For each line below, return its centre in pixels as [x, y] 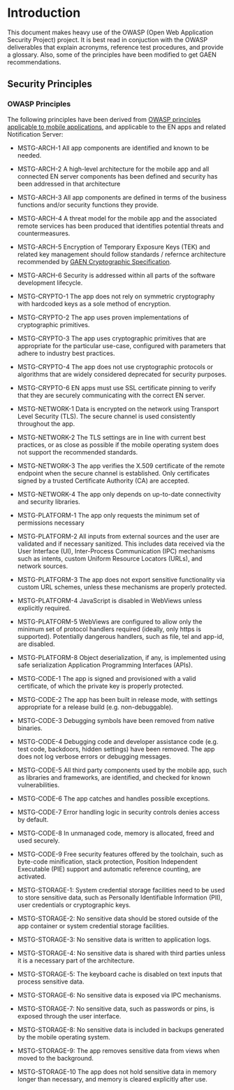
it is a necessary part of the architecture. [76, 960]
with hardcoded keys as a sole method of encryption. [94, 303]
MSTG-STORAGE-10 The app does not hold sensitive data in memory [117, 1071]
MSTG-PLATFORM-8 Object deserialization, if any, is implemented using [122, 657]
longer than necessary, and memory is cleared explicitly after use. [112, 1079]
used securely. [38, 840]
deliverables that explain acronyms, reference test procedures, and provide [116, 47]
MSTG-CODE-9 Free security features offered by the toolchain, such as [120, 854]
